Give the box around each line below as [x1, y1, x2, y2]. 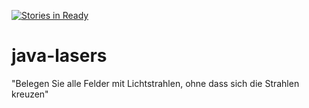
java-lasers [11, 45, 108, 67]
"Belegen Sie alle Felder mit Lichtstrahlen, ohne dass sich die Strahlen [11, 77, 300, 89]
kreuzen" [11, 88, 49, 100]
